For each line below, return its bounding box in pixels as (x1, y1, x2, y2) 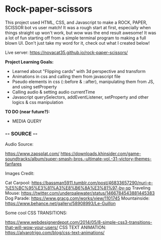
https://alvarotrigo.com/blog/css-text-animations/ (5, 230, 105, 236)
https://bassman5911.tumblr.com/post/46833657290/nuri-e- (31, 180, 153, 186)
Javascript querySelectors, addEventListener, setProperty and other (12, 94, 149, 100)
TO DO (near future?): (5, 108, 50, 115)
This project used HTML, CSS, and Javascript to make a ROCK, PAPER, (5, 19, 147, 25)
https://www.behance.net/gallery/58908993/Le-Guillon (5, 201, 116, 206)
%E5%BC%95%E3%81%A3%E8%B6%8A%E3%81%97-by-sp (5, 185, 131, 191)
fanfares (5, 161, 22, 167)
